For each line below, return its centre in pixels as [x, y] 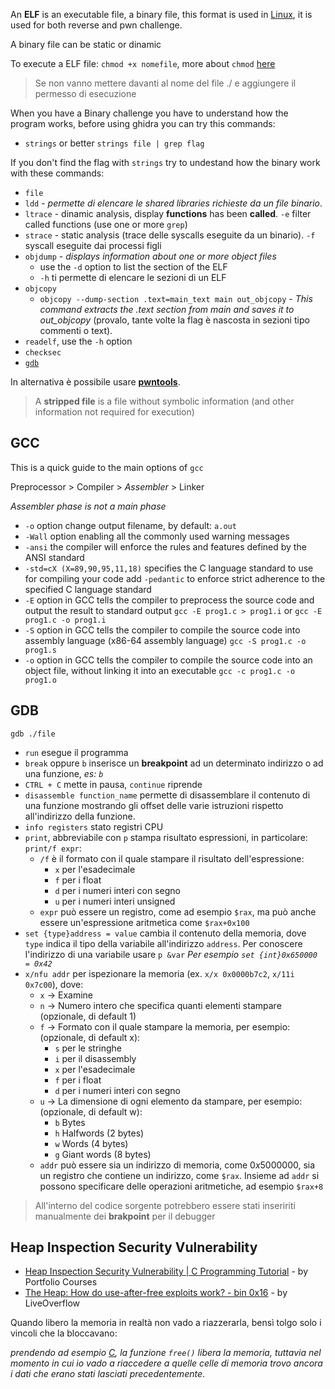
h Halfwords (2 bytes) [99, 1133]
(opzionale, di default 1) [88, 1016]
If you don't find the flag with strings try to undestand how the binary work [165, 162]
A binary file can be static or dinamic [86, 44]
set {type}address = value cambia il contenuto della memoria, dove [165, 933]
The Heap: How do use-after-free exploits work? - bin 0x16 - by [156, 1293]
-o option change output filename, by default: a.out [130, 525]
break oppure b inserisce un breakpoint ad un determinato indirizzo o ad [174, 763]
